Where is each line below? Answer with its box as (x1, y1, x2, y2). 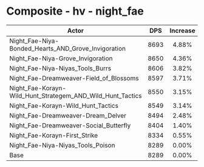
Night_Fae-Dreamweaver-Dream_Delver (9, 111, 126, 119)
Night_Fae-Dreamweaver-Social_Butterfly (9, 121, 131, 129)
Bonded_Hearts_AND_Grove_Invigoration (9, 44, 126, 52)
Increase (169, 26, 195, 35)
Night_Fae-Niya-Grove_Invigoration (9, 54, 113, 62)
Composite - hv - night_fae (6, 4, 144, 18)
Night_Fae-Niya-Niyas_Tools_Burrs (9, 64, 111, 73)
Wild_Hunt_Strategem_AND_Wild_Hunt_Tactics (9, 91, 142, 100)
